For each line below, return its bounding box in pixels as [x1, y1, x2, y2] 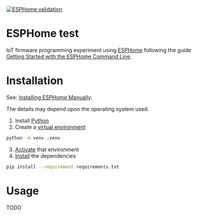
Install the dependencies [14, 152, 76, 159]
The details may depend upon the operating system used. [6, 105, 150, 112]
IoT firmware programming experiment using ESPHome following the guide [6, 46, 192, 53]
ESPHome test [6, 27, 79, 40]
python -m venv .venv [6, 135, 61, 141]
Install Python [14, 117, 49, 124]
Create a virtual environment [14, 123, 86, 130]
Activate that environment [14, 146, 79, 153]
